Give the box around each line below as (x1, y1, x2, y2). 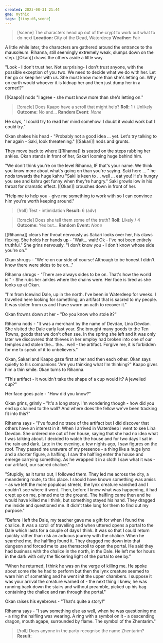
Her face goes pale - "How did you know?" (5, 391, 91, 397)
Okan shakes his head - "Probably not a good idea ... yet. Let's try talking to (5, 133, 157, 139)
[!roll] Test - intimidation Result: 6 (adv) (17, 207, 96, 213)
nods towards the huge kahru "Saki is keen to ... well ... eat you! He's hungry (5, 173, 158, 179)
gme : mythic (5, 12, 29, 17)
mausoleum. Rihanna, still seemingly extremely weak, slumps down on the (5, 49, 154, 55)
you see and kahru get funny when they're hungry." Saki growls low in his (5, 178, 152, 184)
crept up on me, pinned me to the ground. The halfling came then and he (5, 492, 151, 498)
